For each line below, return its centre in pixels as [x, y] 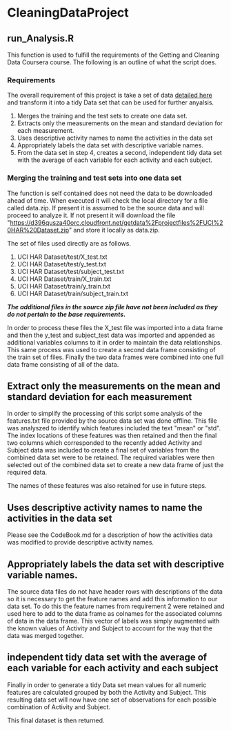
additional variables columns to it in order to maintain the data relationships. [115, 342]
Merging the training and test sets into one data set [94, 178]
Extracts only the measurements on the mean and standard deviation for [120, 123]
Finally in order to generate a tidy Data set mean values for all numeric [107, 685]
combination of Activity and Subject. [59, 706]
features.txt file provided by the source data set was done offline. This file [112, 421]
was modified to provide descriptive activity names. [80, 542]
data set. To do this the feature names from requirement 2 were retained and [116, 606]
